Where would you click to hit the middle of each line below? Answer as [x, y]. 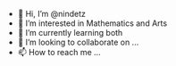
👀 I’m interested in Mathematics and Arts [92, 23]
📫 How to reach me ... [59, 52]
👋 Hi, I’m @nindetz [52, 14]
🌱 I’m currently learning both [70, 33]
